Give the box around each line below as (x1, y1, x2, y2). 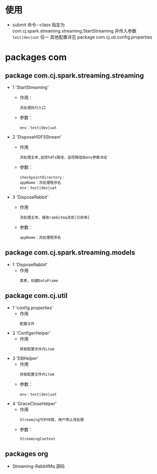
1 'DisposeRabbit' (12, 261, 48, 267)
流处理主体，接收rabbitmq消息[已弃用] (19, 215, 90, 220)
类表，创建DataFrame (19, 278, 58, 283)
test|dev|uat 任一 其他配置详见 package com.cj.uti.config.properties (12, 34, 153, 40)
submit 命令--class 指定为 (12, 22, 65, 28)
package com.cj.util (5, 292, 68, 300)
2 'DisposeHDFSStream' (12, 134, 62, 140)
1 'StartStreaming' (12, 84, 49, 90)
